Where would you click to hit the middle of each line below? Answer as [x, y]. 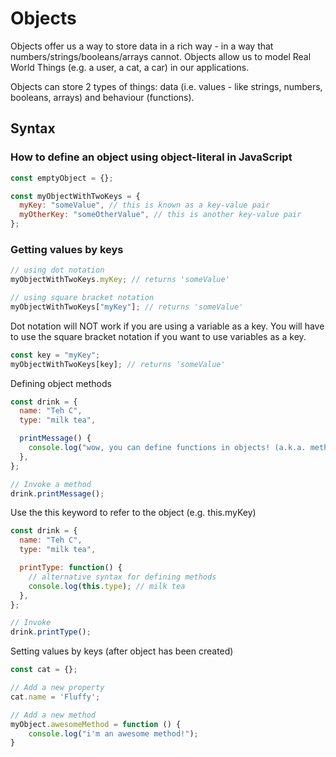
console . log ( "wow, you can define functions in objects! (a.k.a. [167, 448]
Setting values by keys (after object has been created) [122, 651]
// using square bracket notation [82, 298]
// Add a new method [53, 715]
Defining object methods [61, 383]
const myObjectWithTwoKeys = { [75, 196]
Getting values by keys [67, 249]
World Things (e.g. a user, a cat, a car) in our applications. [130, 67]
